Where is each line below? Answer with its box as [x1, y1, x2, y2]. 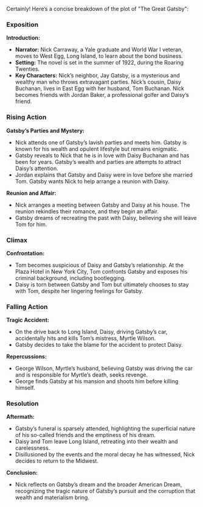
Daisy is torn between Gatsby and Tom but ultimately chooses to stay [15, 280, 189, 288]
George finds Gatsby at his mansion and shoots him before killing [15, 378, 179, 385]
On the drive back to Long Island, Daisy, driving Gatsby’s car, [15, 328, 168, 336]
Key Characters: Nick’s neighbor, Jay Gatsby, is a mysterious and [15, 72, 181, 79]
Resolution [6, 399, 39, 408]
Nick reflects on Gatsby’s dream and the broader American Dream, [15, 481, 182, 488]
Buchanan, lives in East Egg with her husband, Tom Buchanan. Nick [15, 85, 184, 92]
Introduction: [6, 34, 41, 41]
